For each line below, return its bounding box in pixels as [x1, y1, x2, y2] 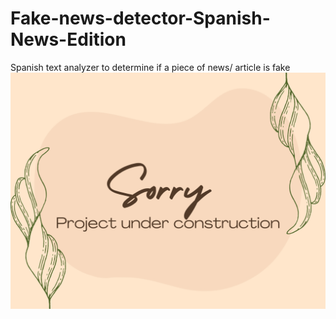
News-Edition [10, 28, 127, 51]
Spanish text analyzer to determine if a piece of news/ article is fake [10, 61, 291, 73]
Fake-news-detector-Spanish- [10, 7, 271, 30]
